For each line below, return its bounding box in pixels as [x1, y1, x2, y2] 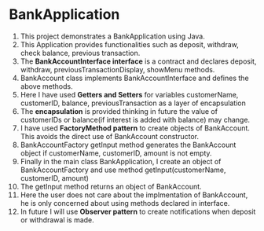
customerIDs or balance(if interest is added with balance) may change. [20, 115, 251, 124]
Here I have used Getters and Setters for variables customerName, [20, 90, 239, 99]
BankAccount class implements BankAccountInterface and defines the [20, 73, 250, 82]
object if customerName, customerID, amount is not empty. [20, 148, 212, 158]
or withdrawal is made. [20, 214, 95, 225]
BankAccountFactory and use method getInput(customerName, [20, 165, 226, 174]
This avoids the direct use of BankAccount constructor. [20, 131, 200, 141]
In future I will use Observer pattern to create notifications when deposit [20, 207, 256, 216]
